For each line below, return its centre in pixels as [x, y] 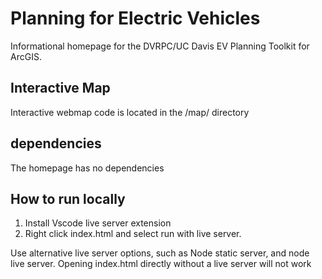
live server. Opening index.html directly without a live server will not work [161, 264]
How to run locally [68, 198]
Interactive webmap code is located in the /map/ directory [130, 112]
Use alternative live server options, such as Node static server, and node [160, 253]
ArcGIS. [26, 56]
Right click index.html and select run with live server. [133, 234]
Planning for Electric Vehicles [135, 18]
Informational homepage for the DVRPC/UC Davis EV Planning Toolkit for [160, 46]
